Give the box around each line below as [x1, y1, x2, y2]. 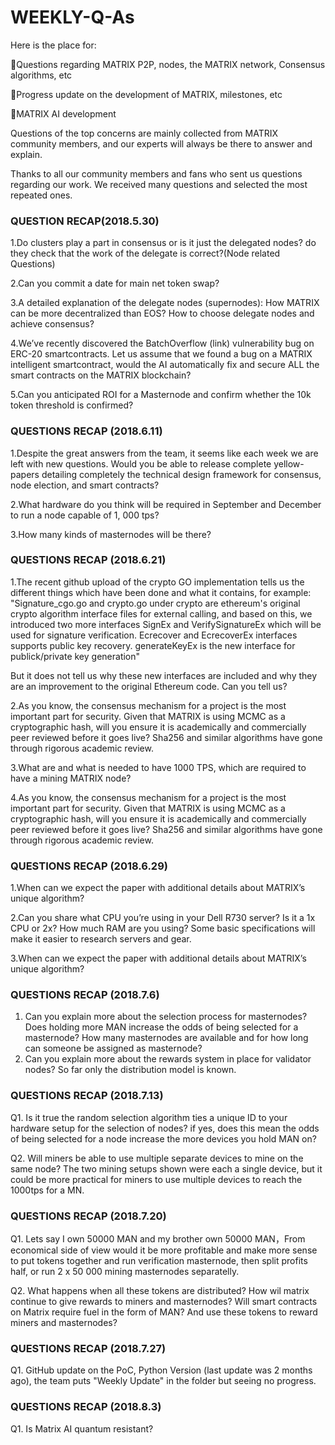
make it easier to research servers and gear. [10, 933, 192, 945]
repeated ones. [10, 189, 73, 201]
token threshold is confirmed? [10, 399, 134, 411]
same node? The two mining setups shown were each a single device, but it [10, 1162, 323, 1175]
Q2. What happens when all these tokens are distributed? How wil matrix [10, 1285, 310, 1297]
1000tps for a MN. [10, 1184, 85, 1196]
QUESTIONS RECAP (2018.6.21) [10, 553, 167, 567]
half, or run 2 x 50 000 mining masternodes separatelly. [10, 1266, 240, 1278]
